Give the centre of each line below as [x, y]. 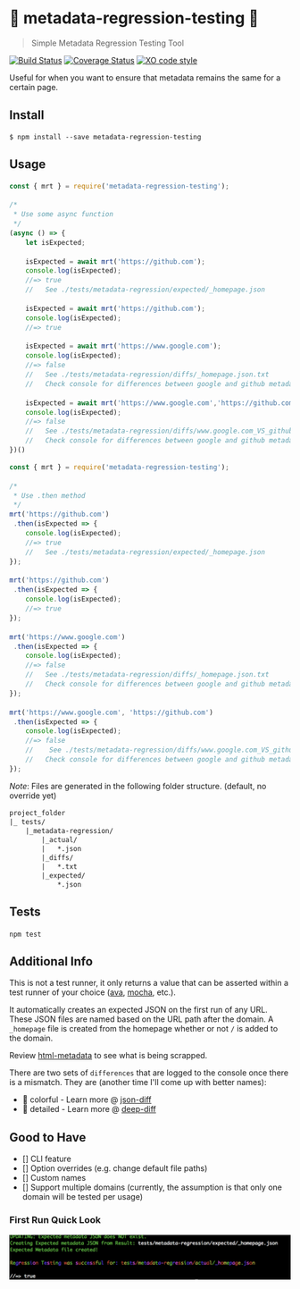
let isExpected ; [56, 242]
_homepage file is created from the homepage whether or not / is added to [144, 1029]
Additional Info [51, 961]
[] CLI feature [46, 1159]
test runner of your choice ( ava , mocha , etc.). [93, 992]
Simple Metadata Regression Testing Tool [108, 43]
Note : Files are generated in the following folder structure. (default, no [138, 786]
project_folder [37, 813]
